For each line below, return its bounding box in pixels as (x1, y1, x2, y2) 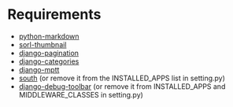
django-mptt (18, 65, 60, 74)
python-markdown (18, 31, 80, 41)
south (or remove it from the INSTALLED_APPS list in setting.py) (18, 73, 226, 83)
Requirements (7, 6, 102, 24)
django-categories (18, 57, 80, 66)
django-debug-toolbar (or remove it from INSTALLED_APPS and (18, 81, 226, 91)
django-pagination (18, 48, 80, 57)
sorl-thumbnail (18, 39, 67, 49)
